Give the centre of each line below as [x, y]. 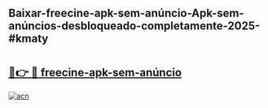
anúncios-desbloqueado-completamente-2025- [134, 26]
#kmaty [29, 39]
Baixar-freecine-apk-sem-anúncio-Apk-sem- [126, 13]
